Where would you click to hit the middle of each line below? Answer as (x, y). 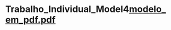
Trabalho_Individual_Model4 (67, 9)
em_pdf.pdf (31, 20)
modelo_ (147, 9)
